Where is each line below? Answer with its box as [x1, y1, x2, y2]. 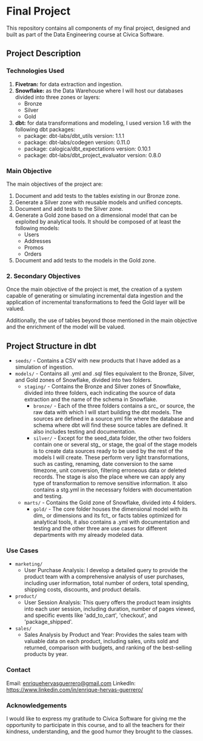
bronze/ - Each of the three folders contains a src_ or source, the [33, 402, 195, 409]
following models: [15, 224, 59, 231]
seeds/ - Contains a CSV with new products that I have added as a [15, 357, 181, 364]
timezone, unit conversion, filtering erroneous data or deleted [33, 466, 187, 474]
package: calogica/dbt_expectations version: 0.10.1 [24, 145, 151, 152]
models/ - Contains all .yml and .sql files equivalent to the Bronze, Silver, [15, 370, 195, 377]
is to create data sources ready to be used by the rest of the [33, 448, 184, 455]
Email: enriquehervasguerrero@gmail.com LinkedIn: [6, 679, 136, 687]
